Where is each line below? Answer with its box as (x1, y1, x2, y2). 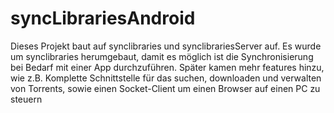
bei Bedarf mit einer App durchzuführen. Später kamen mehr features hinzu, (10, 61, 325, 73)
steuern (10, 93, 43, 105)
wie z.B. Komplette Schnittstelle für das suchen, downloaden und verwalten (10, 72, 322, 84)
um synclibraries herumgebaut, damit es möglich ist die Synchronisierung (10, 50, 314, 62)
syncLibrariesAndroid (10, 7, 196, 30)
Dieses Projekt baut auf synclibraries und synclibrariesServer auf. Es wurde (10, 40, 322, 52)
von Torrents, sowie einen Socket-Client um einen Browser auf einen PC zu (10, 82, 321, 94)
